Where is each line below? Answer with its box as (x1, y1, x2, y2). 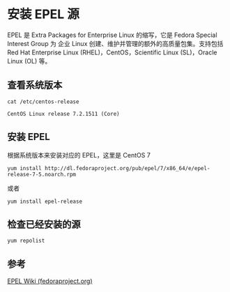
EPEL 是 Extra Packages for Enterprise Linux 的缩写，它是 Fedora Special (7, 31, 217, 39)
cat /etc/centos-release (7, 98, 79, 105)
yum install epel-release (7, 198, 82, 205)
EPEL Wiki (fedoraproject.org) (7, 277, 93, 286)
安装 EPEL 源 (7, 6, 80, 22)
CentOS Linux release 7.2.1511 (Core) (7, 110, 120, 117)
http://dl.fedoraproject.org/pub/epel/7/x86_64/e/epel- (44, 164, 210, 171)
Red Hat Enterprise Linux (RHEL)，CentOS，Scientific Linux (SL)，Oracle (7, 48, 217, 56)
